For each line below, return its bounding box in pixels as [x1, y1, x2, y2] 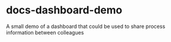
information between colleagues [6, 29, 84, 36]
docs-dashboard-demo [6, 3, 122, 17]
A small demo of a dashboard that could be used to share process [6, 23, 166, 30]
